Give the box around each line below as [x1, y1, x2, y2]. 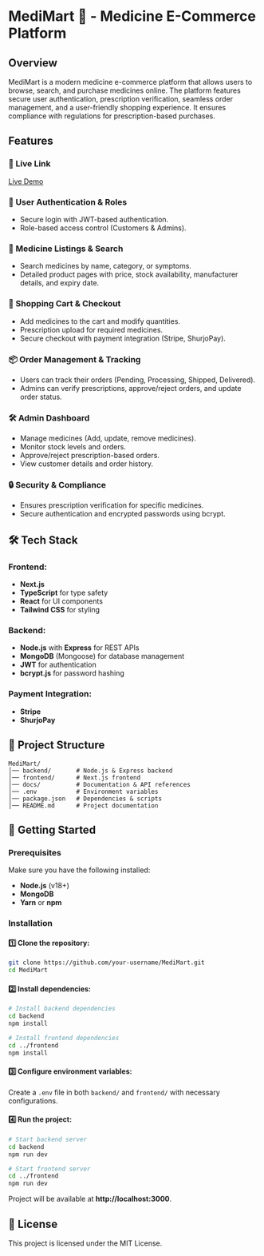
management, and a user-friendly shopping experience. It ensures [8, 103, 227, 112]
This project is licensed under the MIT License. [8, 1238, 163, 1248]
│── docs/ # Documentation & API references [8, 780, 191, 788]
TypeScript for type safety [19, 588, 108, 598]
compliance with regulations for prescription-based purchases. [8, 111, 215, 121]
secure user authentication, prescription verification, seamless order [8, 94, 234, 103]
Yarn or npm [19, 898, 62, 907]
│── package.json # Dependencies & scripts [8, 795, 162, 803]
